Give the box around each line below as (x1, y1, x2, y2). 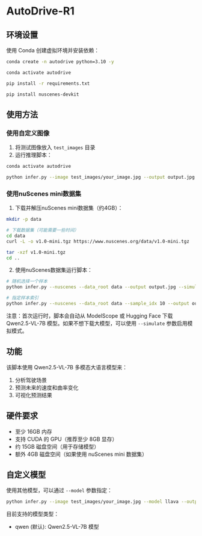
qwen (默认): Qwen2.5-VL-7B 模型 (14, 523, 99, 531)
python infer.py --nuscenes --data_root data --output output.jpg (6, 284, 176, 290)
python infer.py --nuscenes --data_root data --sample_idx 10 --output (6, 301, 189, 307)
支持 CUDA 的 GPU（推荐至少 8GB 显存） (14, 435, 118, 443)
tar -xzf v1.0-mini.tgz (6, 249, 66, 255)
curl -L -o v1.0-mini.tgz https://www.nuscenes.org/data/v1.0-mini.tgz (6, 238, 189, 244)
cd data (6, 233, 26, 239)
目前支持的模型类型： (6, 510, 59, 518)
